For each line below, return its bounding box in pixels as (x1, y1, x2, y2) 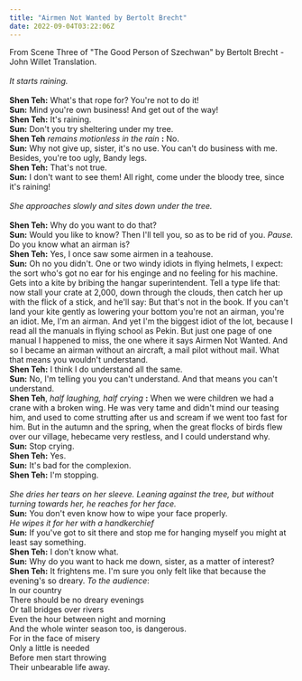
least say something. (9, 536, 87, 547)
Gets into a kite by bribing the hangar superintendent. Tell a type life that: (9, 277, 281, 288)
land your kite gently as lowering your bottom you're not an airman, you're (9, 306, 285, 317)
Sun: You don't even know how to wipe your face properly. (9, 507, 228, 518)
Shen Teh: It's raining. (9, 114, 92, 125)
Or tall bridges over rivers (9, 603, 105, 615)
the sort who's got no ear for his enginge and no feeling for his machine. (9, 268, 278, 279)
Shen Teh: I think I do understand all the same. (9, 364, 183, 374)
